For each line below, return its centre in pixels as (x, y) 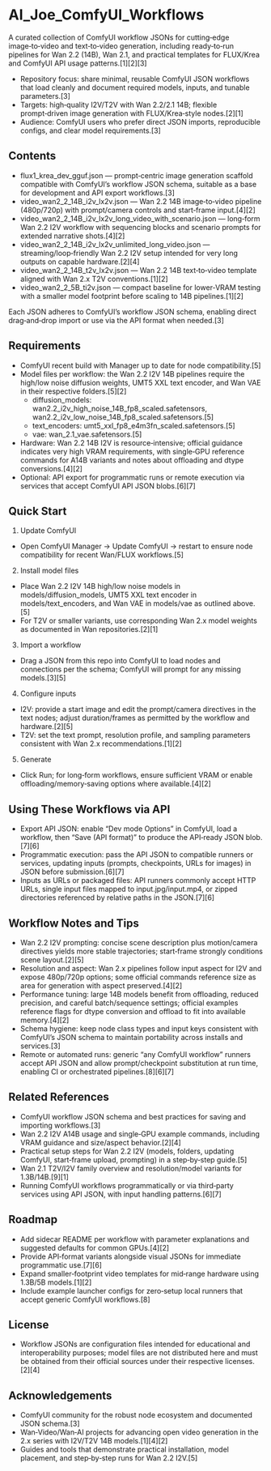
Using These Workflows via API (89, 809)
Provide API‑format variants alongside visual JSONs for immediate (130, 1256)
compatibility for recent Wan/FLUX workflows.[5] (102, 555)
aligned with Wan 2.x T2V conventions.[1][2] (94, 279)
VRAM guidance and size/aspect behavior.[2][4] (101, 1142)
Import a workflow (51, 645)
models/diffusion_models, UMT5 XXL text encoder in (108, 595)
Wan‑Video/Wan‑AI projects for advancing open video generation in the (139, 1432)
